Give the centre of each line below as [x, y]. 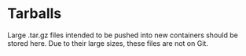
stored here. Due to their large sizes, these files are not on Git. [108, 43]
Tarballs [35, 14]
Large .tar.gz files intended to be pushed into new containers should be [123, 35]
